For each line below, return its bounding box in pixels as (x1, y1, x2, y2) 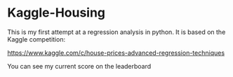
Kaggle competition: (7, 35, 65, 43)
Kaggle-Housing (7, 5, 106, 21)
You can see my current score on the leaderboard (7, 62, 152, 70)
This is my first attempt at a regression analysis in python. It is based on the (7, 28, 226, 36)
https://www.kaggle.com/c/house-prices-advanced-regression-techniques (7, 49, 225, 57)
